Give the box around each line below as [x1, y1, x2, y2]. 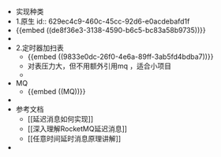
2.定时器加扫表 [15, 43, 65, 53]
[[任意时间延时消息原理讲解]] [27, 134, 122, 143]
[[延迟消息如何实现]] [27, 115, 94, 123]
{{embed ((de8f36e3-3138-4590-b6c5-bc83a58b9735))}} [15, 26, 207, 35]
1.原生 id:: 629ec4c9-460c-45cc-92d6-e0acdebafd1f [15, 16, 190, 26]
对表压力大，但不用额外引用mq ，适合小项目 [27, 61, 172, 71]
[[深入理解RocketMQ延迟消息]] [27, 124, 128, 133]
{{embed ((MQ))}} [27, 87, 86, 96]
